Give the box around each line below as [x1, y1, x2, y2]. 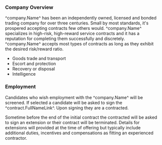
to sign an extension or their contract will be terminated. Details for [5, 119, 140, 125]
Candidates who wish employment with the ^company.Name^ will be [5, 94, 143, 100]
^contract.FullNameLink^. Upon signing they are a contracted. [5, 104, 129, 111]
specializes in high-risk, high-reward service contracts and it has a [5, 31, 139, 37]
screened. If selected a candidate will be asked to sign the [5, 100, 122, 105]
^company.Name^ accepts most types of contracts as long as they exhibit [5, 41, 154, 47]
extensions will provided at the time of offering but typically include [5, 124, 141, 130]
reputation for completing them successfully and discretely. [5, 36, 125, 41]
